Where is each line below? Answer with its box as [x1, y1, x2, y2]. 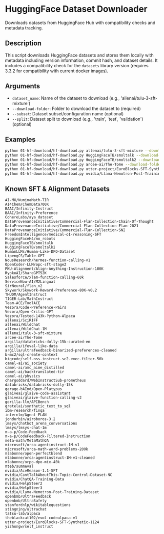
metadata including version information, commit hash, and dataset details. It [5, 57, 158, 63]
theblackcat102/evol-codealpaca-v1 [5, 515, 78, 521]
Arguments [5, 82, 41, 90]
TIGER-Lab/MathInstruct [5, 296, 54, 301]
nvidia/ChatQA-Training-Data [5, 477, 64, 482]
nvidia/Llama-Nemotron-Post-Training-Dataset [5, 490, 99, 495]
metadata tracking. [5, 25, 43, 30]
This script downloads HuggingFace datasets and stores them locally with [5, 52, 154, 58]
